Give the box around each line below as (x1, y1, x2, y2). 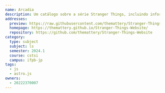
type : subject (9, 39, 38, 44)
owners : (5, 76, 21, 81)
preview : (9, 21, 27, 26)
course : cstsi (9, 53, 38, 58)
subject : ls (9, 44, 34, 49)
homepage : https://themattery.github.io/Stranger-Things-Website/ (9, 26, 148, 31)
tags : (5, 62, 16, 67)
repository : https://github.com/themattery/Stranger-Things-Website (9, 30, 153, 35)
